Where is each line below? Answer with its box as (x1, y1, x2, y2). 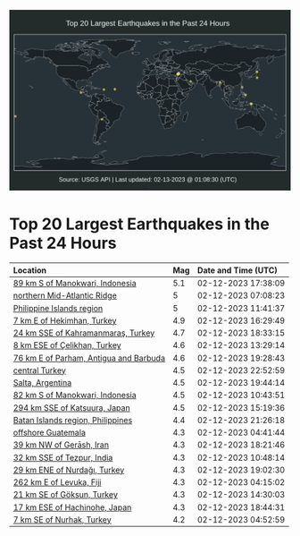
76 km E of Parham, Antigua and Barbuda (12, 353, 165, 363)
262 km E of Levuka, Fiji (12, 477, 102, 488)
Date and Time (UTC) (197, 265, 279, 276)
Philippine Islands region (12, 302, 104, 313)
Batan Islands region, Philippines (12, 414, 133, 425)
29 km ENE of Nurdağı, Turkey (12, 464, 125, 475)
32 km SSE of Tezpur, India (12, 452, 113, 463)
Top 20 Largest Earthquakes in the (9, 214, 270, 234)
